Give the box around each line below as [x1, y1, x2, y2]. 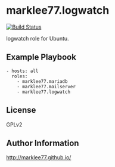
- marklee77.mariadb [17, 78, 68, 84]
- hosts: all [6, 68, 39, 74]
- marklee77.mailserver [17, 83, 76, 89]
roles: [11, 73, 28, 79]
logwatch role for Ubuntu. [6, 35, 70, 42]
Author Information [6, 138, 79, 148]
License [6, 105, 36, 115]
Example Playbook [6, 52, 76, 63]
